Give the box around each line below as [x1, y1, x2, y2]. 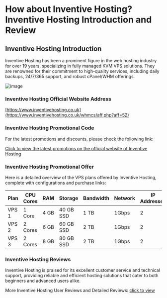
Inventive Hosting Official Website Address [5, 96, 112, 102]
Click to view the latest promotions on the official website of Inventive [5, 145, 148, 151]
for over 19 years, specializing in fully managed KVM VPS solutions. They [5, 63, 155, 69]
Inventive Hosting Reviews [5, 256, 71, 263]
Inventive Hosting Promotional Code [5, 124, 94, 131]
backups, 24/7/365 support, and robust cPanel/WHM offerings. [5, 74, 135, 79]
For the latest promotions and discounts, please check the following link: [5, 136, 154, 142]
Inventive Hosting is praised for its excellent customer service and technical [5, 267, 161, 273]
